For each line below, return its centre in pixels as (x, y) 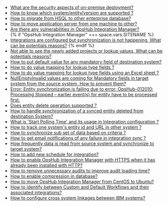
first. (15, 100)
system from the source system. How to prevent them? (68, 84)
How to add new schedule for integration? (54, 154)
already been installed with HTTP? (46, 165)
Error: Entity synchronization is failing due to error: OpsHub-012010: (82, 89)
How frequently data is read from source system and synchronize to (82, 143)
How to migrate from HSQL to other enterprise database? (71, 18)
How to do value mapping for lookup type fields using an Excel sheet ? (85, 73)
